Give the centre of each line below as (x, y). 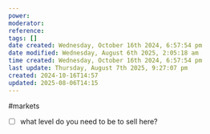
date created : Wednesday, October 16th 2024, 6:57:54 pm (105, 46)
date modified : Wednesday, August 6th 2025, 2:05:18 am (103, 53)
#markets (24, 106)
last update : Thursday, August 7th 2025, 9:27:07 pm (98, 68)
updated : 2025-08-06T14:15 (53, 83)
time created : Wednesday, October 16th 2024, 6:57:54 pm (105, 61)
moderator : (26, 23)
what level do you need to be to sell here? (89, 121)
